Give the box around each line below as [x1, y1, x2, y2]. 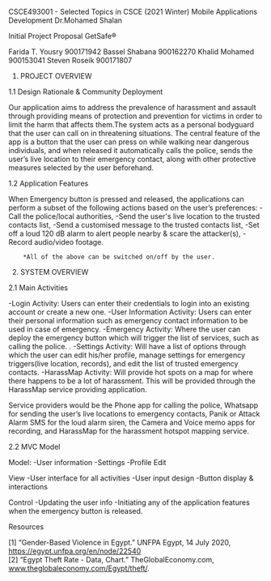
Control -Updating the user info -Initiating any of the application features [8, 498, 251, 507]
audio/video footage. [33, 237, 104, 246]
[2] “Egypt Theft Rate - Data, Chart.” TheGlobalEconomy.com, [8, 555, 214, 564]
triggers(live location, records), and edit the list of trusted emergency [8, 359, 239, 368]
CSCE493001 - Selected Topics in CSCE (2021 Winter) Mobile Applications [8, 7, 257, 16]
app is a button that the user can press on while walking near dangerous [8, 137, 249, 147]
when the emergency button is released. [8, 506, 143, 515]
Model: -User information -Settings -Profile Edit [8, 458, 167, 467]
